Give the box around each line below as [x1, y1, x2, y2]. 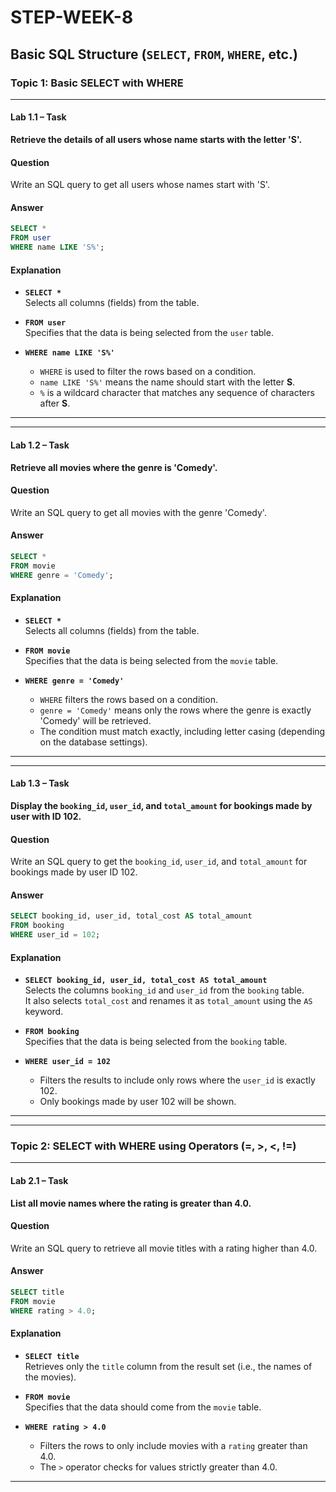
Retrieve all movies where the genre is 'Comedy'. [10, 461, 218, 473]
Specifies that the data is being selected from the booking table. [24, 1036, 288, 1048]
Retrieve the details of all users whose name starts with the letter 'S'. [10, 134, 303, 146]
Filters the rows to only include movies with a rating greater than [39, 1439, 308, 1451]
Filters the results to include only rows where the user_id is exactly [39, 1074, 316, 1086]
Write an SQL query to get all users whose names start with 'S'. [10, 179, 270, 191]
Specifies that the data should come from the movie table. [24, 1401, 262, 1413]
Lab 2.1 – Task [10, 1175, 69, 1187]
